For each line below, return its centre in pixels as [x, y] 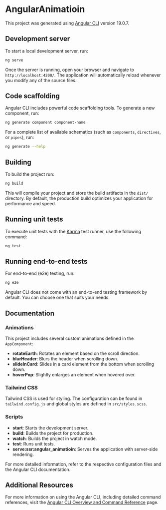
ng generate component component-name [45, 123]
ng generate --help [25, 147]
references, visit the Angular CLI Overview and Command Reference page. [82, 502]
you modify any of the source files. [41, 80]
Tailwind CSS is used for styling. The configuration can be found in [74, 398]
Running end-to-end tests [46, 261]
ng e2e [12, 283]
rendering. [23, 454]
